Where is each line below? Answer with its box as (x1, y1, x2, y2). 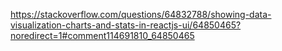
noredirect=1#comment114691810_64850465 (10, 30, 195, 41)
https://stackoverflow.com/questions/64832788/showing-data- (10, 9, 272, 20)
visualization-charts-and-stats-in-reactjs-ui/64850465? (10, 19, 242, 31)
